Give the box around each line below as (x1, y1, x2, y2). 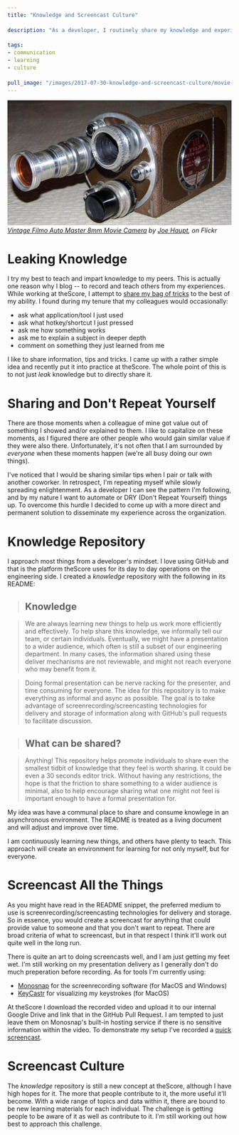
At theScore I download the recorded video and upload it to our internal (7, 1002, 216, 1011)
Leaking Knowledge (7, 250, 128, 267)
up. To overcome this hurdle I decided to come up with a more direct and (7, 501, 221, 509)
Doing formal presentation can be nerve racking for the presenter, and (24, 678, 231, 688)
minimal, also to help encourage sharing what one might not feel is (24, 786, 221, 795)
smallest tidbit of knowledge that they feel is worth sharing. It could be (24, 763, 231, 772)
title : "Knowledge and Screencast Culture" (7, 11, 139, 19)
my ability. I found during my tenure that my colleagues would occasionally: (7, 297, 229, 306)
